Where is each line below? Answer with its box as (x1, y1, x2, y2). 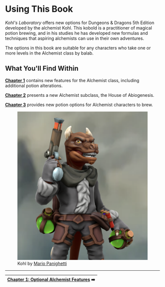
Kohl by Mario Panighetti (17, 260, 67, 266)
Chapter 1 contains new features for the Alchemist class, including (5, 77, 139, 83)
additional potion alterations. (5, 83, 63, 88)
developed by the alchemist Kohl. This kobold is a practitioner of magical (5, 25, 152, 30)
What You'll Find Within (5, 64, 79, 73)
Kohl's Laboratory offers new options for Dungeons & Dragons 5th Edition (5, 20, 155, 26)
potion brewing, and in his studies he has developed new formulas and (5, 30, 148, 36)
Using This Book (5, 3, 73, 15)
